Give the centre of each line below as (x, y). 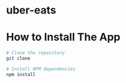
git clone (18, 58)
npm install (21, 74)
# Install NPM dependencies (41, 69)
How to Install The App (63, 37)
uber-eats (31, 10)
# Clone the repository (36, 53)
